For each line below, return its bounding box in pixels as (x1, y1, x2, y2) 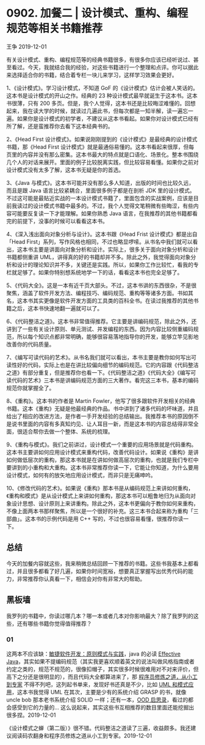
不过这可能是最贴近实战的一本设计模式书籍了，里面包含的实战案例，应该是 (6, 194, 193, 201)
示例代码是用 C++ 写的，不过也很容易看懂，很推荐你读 (46, 515, 184, 522)
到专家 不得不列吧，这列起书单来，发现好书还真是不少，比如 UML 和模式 (6, 681, 189, 688)
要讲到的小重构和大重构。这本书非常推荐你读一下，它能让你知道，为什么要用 (6, 463, 199, 471)
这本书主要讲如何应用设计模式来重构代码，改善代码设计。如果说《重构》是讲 (6, 448, 199, 455)
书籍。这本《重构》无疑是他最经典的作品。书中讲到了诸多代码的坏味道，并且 (6, 405, 199, 412)
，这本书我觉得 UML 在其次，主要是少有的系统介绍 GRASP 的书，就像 (12, 688, 187, 695)
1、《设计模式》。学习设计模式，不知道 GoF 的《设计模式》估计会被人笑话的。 (6, 84, 198, 91)
